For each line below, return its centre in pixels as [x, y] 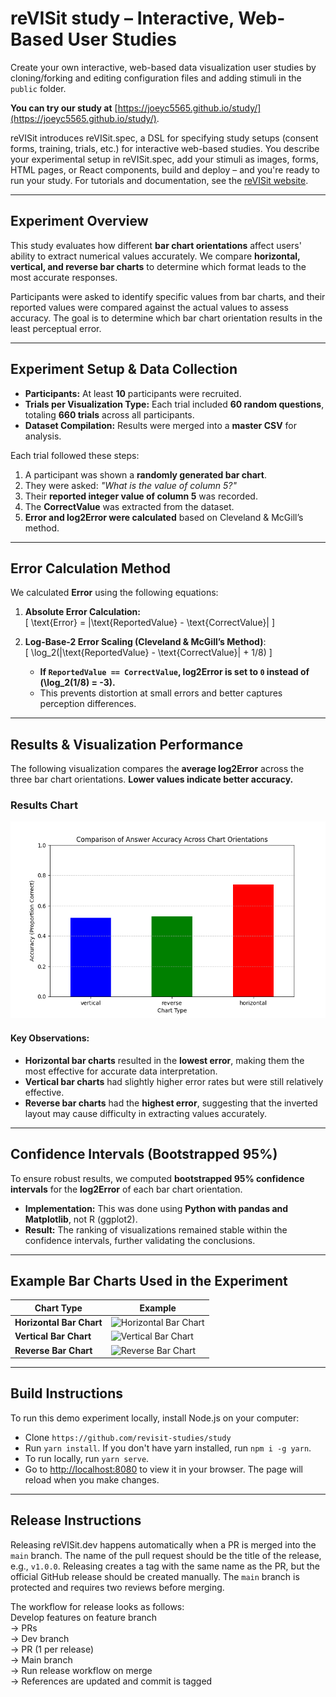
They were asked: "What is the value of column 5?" [130, 485]
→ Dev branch [40, 1638]
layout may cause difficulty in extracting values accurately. [146, 1113]
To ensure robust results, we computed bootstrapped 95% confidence [157, 1178]
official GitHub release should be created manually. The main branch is [155, 1576]
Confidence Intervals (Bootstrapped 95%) [144, 1154]
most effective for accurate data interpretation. [121, 1071]
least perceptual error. [56, 328]
